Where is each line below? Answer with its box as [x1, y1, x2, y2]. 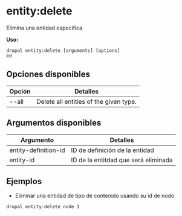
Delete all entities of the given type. [36, 97, 137, 106]
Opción [9, 87, 31, 95]
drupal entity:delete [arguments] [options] [6, 47, 120, 54]
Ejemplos [6, 176, 42, 186]
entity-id [9, 156, 35, 164]
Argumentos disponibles [6, 118, 102, 128]
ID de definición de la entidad [71, 146, 154, 154]
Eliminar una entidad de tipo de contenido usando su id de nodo [15, 192, 175, 200]
